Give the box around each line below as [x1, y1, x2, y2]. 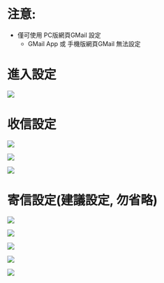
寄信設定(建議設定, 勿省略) [7, 193, 158, 208]
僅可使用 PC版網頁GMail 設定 [17, 31, 101, 39]
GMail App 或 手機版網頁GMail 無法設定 [27, 39, 141, 48]
